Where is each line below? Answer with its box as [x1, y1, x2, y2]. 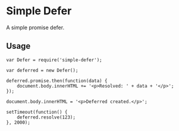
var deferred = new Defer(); [6, 67, 78, 73]
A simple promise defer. [6, 24, 64, 31]
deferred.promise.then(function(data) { [6, 77, 108, 84]
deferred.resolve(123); [17, 114, 76, 120]
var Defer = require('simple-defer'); [6, 57, 102, 63]
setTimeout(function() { [6, 109, 68, 115]
